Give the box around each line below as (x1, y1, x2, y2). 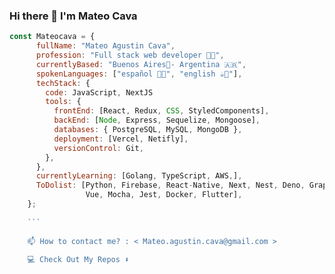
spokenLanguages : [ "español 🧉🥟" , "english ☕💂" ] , (35, 69, 243, 79)
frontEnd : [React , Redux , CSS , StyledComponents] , (53, 106, 270, 116)
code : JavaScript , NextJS (45, 87, 154, 98)
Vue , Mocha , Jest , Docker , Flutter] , (85, 190, 243, 200)
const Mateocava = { (9, 32, 96, 42)
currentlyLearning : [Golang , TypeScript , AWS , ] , (35, 171, 243, 181)
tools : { (45, 97, 82, 107)
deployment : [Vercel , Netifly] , (53, 134, 189, 144)
